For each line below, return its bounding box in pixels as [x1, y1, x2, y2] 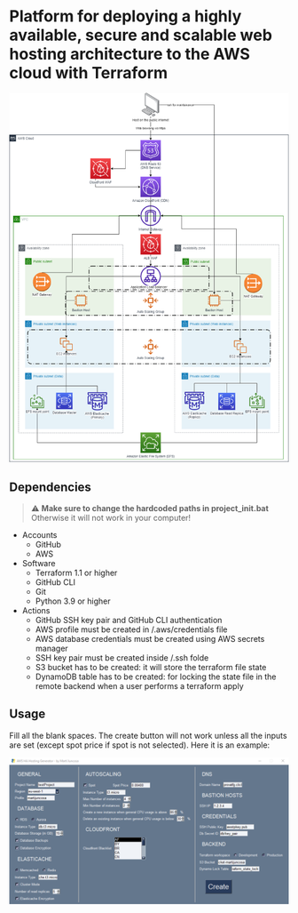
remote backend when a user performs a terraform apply [35, 680, 244, 691]
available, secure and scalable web [9, 25, 273, 45]
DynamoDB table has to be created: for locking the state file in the [35, 671, 277, 682]
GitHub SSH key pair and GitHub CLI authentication [35, 614, 223, 625]
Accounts [21, 529, 58, 540]
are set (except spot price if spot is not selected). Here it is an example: [9, 740, 271, 750]
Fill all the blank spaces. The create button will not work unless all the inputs [9, 730, 287, 741]
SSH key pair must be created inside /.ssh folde [35, 652, 209, 663]
